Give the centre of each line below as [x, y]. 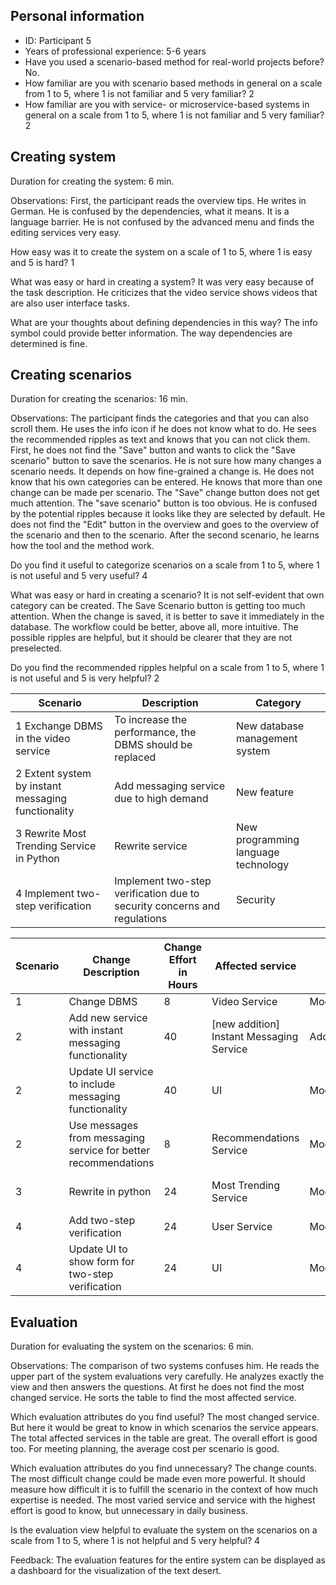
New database [270, 726]
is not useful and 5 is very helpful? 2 [85, 678]
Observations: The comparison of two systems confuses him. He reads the [165, 1366]
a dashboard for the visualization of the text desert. [116, 1571]
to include [92, 1084]
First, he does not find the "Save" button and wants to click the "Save [153, 450]
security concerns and [167, 906]
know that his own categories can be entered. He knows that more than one [166, 482]
